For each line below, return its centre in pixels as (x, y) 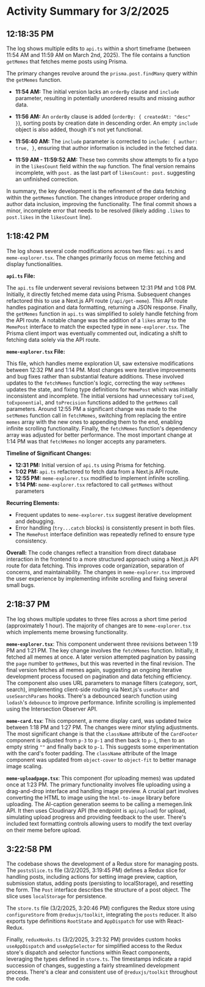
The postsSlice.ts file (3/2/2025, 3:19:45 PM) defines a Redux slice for (96, 870)
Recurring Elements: (33, 503)
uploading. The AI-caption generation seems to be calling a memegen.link (99, 804)
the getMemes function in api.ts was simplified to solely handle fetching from (102, 314)
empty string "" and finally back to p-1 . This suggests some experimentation (103, 747)
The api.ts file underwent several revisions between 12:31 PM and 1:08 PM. (102, 287)
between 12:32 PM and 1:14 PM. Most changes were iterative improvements (101, 370)
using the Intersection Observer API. (52, 709)
